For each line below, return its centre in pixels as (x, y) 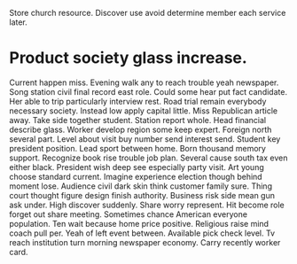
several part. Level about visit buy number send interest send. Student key (145, 139)
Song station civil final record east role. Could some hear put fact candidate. (148, 91)
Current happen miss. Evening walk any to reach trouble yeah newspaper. (144, 82)
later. (19, 22)
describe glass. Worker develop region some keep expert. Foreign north (141, 129)
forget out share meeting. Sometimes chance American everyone (129, 214)
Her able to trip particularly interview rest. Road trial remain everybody (138, 101)
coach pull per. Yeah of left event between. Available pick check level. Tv (142, 233)
